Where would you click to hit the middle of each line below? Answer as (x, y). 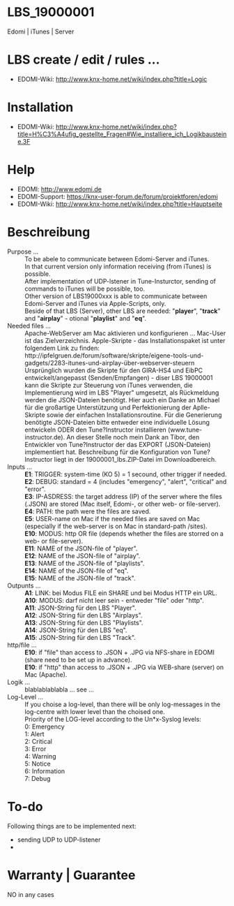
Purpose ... (23, 251)
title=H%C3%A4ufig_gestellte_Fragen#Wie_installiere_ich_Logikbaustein (122, 134)
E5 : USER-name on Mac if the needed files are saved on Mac (112, 518)
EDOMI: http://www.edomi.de (60, 189)
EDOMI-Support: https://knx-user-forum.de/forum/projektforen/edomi (117, 196)
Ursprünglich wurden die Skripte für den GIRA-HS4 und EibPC (114, 370)
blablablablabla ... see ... (59, 689)
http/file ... (22, 645)
